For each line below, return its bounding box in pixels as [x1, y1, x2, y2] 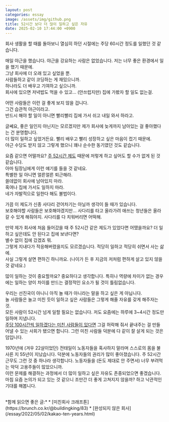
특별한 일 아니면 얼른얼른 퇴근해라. [5, 172, 73, 178]
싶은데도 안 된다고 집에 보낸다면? [14, 231, 79, 237]
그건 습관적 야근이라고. [5, 106, 50, 112]
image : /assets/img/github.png [5, 17, 71, 22]
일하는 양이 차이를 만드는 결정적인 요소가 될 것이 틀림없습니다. [14, 279, 136, 285]
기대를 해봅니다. [5, 383, 37, 389]
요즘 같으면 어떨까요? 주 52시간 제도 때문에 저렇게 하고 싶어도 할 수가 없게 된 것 [5, 153, 160, 159]
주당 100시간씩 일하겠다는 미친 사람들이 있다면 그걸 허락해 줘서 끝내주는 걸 [5, 322, 151, 328]
